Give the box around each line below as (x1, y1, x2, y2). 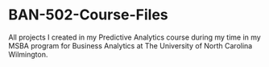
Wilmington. (8, 49, 48, 59)
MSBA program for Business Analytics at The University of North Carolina (8, 40, 253, 50)
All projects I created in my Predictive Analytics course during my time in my (8, 32, 262, 42)
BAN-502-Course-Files (8, 6, 169, 24)
